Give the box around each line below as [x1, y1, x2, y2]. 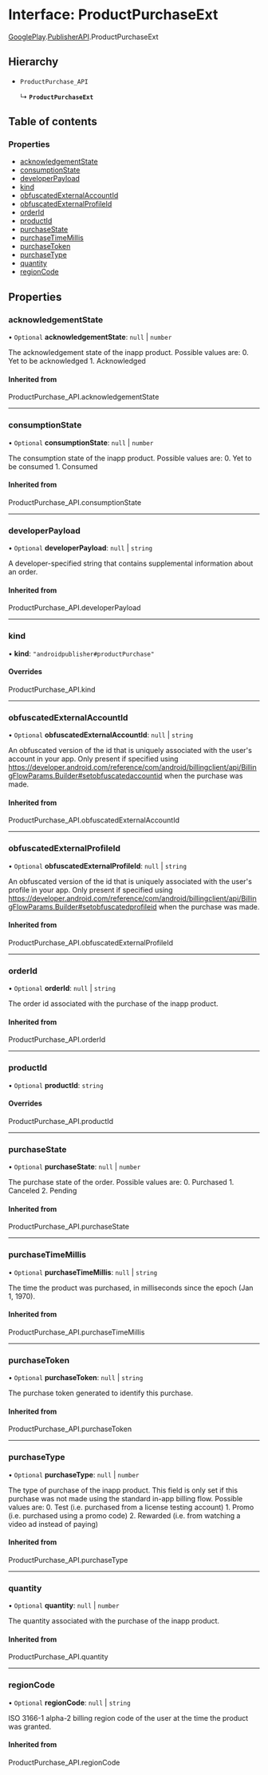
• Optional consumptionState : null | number [8, 437, 154, 448]
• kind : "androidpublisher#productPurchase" [8, 649, 155, 658]
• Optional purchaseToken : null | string [8, 1373, 144, 1383]
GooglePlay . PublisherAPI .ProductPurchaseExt [8, 32, 159, 41]
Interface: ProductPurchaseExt [8, 6, 219, 24]
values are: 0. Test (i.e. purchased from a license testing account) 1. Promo [8, 1502, 254, 1512]
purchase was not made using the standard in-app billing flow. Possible [8, 1493, 243, 1503]
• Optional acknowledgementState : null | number [8, 333, 172, 342]
